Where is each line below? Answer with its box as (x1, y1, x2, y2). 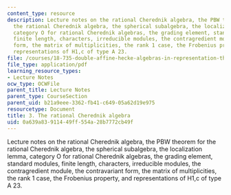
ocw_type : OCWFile (7, 80, 60, 87)
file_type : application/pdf (7, 61, 88, 68)
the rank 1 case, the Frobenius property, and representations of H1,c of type (7, 174, 222, 182)
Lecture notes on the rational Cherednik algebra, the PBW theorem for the (7, 137, 217, 146)
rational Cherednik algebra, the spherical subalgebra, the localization (7, 145, 203, 153)
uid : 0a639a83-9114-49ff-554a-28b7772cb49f (7, 118, 134, 126)
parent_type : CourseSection (7, 93, 88, 100)
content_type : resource (7, 10, 76, 17)
